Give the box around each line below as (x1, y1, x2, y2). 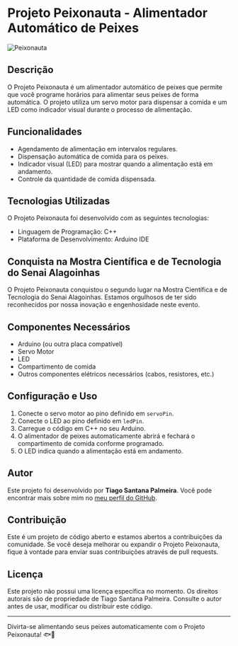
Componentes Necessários (7, 321, 131, 333)
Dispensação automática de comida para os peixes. (17, 152, 169, 161)
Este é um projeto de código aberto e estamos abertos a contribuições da (7, 533, 222, 541)
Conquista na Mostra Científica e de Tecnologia (7, 255, 222, 267)
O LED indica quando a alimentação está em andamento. (17, 446, 183, 455)
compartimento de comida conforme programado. (17, 439, 164, 447)
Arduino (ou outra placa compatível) (17, 340, 123, 348)
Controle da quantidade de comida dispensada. (17, 175, 157, 183)
